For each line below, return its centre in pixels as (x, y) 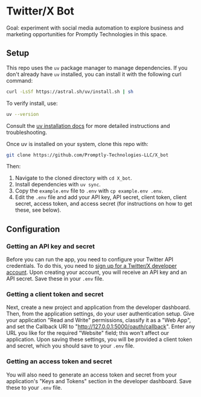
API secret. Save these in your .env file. (55, 279)
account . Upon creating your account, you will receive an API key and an (97, 272)
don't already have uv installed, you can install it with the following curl (94, 74)
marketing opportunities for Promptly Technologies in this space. (87, 34)
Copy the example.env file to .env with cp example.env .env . (89, 191)
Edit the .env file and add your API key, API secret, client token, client (101, 197)
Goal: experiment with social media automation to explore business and (95, 28)
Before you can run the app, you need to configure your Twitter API (90, 259)
